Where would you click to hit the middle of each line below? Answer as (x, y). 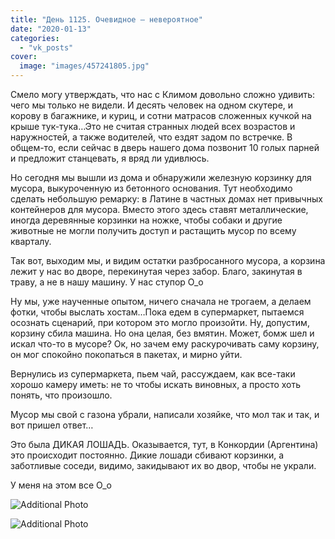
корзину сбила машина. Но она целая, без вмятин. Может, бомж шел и (162, 333)
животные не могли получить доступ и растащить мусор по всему (153, 230)
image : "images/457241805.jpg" (84, 66)
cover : (24, 57)
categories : (35, 38)
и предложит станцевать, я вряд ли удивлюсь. (110, 158)
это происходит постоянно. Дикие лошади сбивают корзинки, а (147, 455)
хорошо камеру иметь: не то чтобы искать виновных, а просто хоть (156, 384)
